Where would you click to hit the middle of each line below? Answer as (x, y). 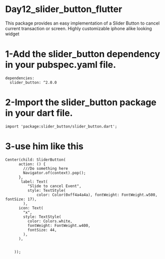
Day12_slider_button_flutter (64, 9)
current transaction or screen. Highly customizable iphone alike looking (79, 28)
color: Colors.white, (50, 221)
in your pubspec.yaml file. (61, 65)
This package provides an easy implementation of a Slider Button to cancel (82, 23)
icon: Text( (31, 208)
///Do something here (46, 168)
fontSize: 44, (42, 230)
